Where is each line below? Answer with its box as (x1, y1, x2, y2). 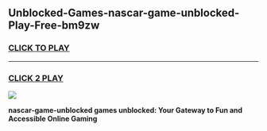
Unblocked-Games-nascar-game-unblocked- (8, 6, 240, 20)
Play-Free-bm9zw (8, 19, 100, 33)
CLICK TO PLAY (8, 43, 70, 54)
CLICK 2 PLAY (8, 72, 64, 83)
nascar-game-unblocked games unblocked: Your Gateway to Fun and (8, 105, 243, 114)
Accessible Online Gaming (8, 114, 98, 123)
